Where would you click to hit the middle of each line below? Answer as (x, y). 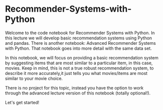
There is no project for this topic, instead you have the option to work (74, 88)
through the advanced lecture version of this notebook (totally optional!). (78, 93)
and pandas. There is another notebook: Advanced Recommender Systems (81, 43)
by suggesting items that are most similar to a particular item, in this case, (79, 63)
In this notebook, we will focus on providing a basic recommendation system (82, 57)
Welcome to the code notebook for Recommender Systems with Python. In (80, 33)
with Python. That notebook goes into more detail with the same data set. (79, 48)
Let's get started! (22, 102)
